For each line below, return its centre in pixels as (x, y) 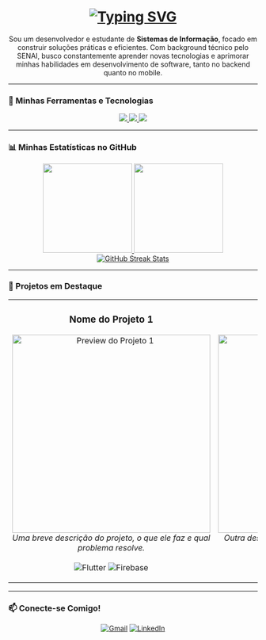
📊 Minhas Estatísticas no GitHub (72, 148)
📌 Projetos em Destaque (55, 286)
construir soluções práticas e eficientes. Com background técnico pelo (133, 47)
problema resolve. (111, 547)
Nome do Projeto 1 (111, 320)
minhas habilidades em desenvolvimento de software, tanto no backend (133, 64)
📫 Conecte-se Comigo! (55, 608)
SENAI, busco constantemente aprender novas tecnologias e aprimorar (133, 56)
